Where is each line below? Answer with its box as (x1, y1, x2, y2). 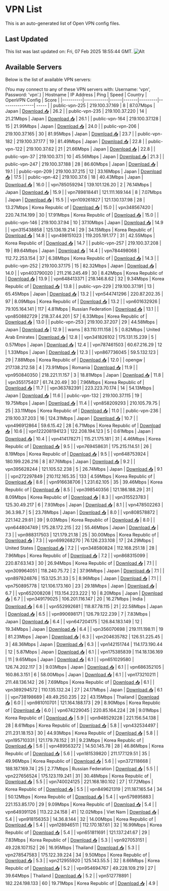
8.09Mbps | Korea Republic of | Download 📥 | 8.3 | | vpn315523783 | (5, 494, 149, 500)
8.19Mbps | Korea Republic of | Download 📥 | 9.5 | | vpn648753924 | (5, 451, 149, 457)
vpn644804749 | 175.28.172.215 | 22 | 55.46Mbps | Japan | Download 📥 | (5, 524, 159, 530)
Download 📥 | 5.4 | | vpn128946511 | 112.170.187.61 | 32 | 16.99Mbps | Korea (5, 822, 162, 828)
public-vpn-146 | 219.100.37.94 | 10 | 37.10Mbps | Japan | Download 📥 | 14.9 (5, 219, 164, 225)
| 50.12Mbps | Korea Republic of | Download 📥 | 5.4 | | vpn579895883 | (5, 794, 154, 800)
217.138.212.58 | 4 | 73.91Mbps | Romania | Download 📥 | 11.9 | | (5, 364, 138, 370)
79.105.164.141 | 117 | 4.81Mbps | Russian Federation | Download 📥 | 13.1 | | (5, 306, 159, 312)
